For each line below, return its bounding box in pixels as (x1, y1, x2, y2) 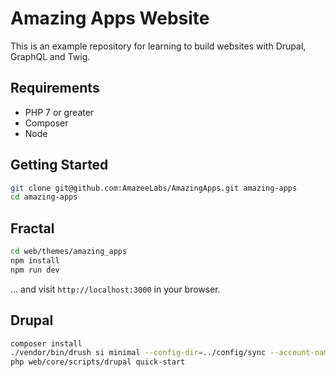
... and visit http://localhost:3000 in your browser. (10, 283, 221, 295)
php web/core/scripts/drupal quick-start (10, 357, 186, 367)
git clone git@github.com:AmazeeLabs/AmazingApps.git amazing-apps (10, 183, 298, 193)
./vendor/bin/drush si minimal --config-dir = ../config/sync (10, 348, 267, 358)
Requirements (10, 80, 100, 97)
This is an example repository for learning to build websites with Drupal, (10, 40, 307, 52)
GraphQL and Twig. (10, 50, 91, 62)
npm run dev (10, 265, 60, 275)
